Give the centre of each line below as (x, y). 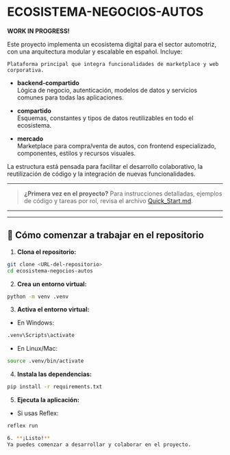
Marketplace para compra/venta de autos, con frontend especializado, (117, 145)
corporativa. (26, 70)
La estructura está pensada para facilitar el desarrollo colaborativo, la (105, 166)
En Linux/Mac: (37, 349)
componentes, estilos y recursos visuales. (76, 153)
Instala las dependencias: (54, 374)
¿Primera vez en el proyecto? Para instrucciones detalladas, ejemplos (123, 194)
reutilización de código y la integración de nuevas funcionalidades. (101, 174)
